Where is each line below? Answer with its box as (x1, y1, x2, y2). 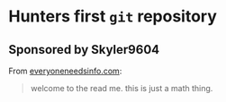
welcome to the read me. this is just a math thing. (30, 83, 213, 93)
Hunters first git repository (8, 6, 218, 27)
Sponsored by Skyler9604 (8, 42, 159, 57)
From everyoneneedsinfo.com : (8, 65, 122, 76)
